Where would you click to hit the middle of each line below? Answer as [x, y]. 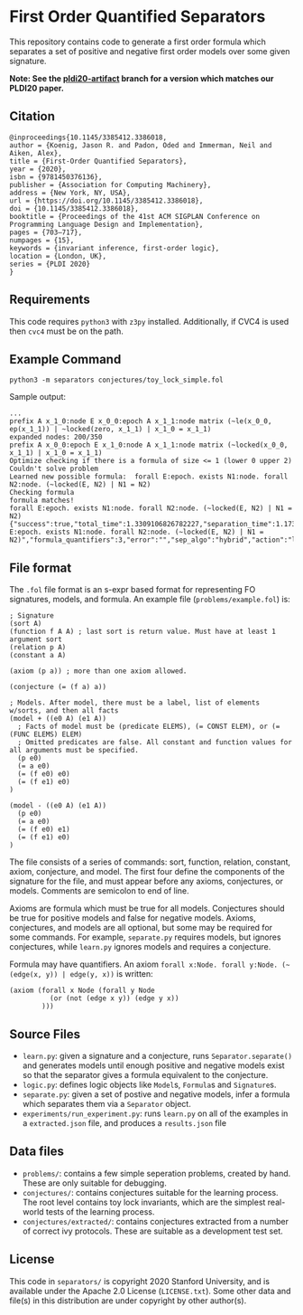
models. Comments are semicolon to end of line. [99, 891]
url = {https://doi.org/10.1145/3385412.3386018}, [106, 201]
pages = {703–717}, [46, 232]
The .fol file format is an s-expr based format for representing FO [133, 590]
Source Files [45, 1034]
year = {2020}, [38, 169]
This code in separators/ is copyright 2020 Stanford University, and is [140, 1281]
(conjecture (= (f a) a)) [58, 687]
